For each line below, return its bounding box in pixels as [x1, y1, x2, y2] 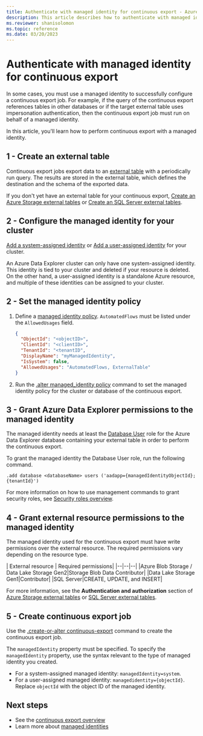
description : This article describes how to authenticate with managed [6, 15, 190, 21]
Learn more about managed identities [14, 723, 109, 730]
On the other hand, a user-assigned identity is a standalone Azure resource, [6, 273, 195, 280]
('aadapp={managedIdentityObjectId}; [100, 473, 196, 479]
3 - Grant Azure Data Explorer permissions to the [6, 404, 193, 415]
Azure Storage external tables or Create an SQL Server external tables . [6, 198, 182, 205]
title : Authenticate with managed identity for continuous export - [6, 8, 182, 15]
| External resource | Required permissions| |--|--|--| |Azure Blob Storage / [6, 563, 192, 570]
